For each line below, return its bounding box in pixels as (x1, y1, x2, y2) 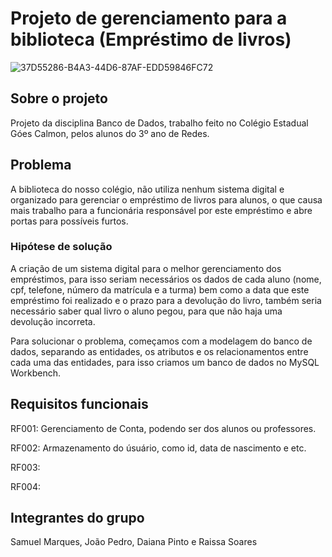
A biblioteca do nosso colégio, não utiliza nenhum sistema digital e (10, 183, 285, 195)
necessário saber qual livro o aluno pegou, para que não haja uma (10, 305, 283, 317)
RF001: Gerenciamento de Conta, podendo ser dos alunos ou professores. (10, 422, 317, 434)
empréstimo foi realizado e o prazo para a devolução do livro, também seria (10, 294, 322, 306)
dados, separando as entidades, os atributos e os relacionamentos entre (10, 345, 309, 357)
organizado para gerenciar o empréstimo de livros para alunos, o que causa (10, 193, 323, 206)
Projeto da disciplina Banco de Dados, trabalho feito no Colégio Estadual (10, 117, 309, 129)
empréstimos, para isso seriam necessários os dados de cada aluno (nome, (10, 273, 322, 285)
